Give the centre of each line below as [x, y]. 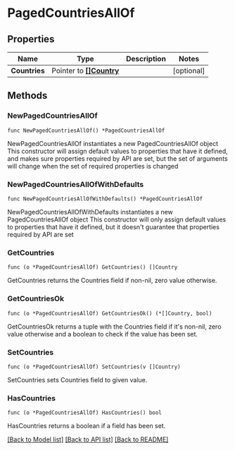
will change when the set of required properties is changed [93, 166]
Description [146, 59]
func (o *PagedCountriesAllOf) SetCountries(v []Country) [94, 367]
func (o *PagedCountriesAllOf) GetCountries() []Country [93, 267]
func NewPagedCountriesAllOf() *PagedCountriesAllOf [86, 130]
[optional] [189, 71]
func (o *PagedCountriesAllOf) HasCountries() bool [84, 413]
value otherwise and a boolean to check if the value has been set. [103, 334]
